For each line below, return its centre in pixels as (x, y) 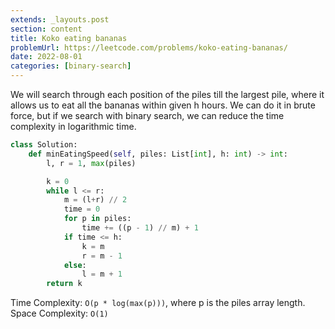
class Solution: (44, 145)
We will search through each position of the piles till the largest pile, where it (167, 94)
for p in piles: (97, 219)
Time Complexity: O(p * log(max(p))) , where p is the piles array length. (158, 303)
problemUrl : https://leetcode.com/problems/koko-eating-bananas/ (149, 47)
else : (75, 265)
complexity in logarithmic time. (73, 126)
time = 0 (82, 209)
